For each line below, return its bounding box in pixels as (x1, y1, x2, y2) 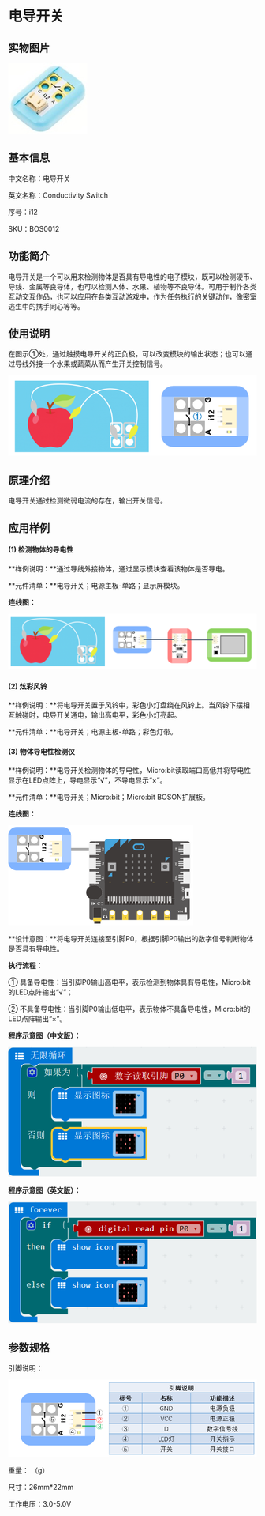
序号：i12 (8, 207, 38, 217)
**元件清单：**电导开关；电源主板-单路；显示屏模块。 (8, 580, 185, 590)
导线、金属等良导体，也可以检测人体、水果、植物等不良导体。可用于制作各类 (8, 281, 257, 291)
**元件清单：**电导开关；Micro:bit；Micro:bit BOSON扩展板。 (8, 792, 211, 802)
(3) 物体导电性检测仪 (8, 746, 75, 756)
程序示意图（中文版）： (8, 1031, 81, 1040)
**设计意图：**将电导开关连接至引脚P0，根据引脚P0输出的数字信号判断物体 (8, 934, 254, 944)
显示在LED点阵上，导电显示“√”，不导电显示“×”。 (8, 775, 167, 785)
